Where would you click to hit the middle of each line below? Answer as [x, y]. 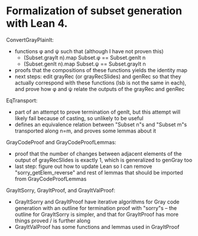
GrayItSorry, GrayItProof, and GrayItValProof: [61, 190]
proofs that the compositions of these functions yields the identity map [101, 70]
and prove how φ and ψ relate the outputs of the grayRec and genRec [100, 89]
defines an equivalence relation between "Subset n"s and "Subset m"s [101, 124]
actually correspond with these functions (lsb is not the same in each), [100, 83]
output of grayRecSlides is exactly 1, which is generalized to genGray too [103, 160]
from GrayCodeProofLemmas [51, 179]
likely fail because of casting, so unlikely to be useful [79, 118]
